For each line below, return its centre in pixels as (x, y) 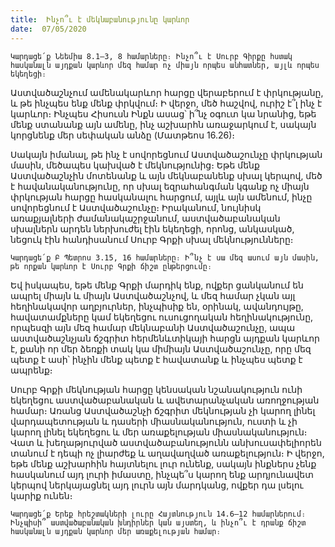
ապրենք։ (31, 370)
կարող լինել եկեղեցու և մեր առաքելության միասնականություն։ (159, 432)
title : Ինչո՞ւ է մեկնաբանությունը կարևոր (100, 19)
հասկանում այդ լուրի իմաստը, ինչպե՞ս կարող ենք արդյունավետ (162, 474)
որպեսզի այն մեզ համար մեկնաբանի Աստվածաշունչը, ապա (153, 327)
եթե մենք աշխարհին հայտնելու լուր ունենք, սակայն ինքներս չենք (163, 463)
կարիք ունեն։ (41, 495)
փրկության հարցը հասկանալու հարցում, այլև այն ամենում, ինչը (161, 197)
